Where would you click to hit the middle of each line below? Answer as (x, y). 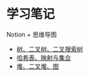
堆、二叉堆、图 (37, 66)
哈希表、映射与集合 (44, 57)
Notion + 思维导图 (32, 34)
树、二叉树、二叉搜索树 (49, 49)
